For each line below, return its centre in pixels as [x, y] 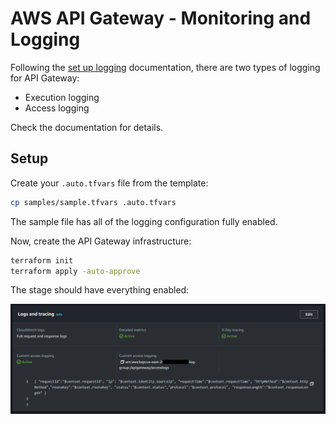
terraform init [42, 260]
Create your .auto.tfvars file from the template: [109, 183]
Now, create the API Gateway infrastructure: [101, 241]
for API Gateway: [45, 78]
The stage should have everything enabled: [100, 290]
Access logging [57, 108]
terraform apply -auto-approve [75, 271]
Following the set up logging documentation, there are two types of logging [165, 67]
